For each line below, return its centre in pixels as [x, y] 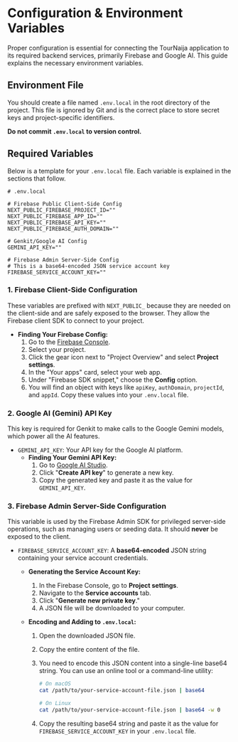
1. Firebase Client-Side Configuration [72, 290]
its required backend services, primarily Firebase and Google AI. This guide [118, 55]
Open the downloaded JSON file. [87, 636]
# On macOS [55, 684]
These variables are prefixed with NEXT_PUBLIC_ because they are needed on [119, 305]
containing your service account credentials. [83, 558]
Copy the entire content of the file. [89, 650]
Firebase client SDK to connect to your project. [76, 321]
